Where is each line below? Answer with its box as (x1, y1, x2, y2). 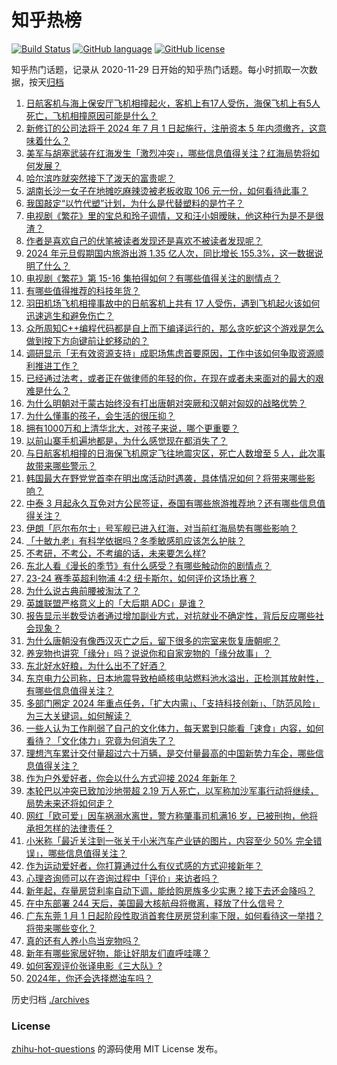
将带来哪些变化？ (25, 922, 97, 934)
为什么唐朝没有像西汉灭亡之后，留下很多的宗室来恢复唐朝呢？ (25, 634, 281, 646)
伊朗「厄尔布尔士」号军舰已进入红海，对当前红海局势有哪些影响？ (25, 522, 298, 534)
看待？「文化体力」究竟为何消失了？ (25, 734, 176, 746)
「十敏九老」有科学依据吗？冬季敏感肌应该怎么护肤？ (25, 534, 246, 546)
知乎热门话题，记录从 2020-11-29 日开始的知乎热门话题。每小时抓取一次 (11, 63, 309, 75)
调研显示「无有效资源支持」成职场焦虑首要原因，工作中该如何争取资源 (25, 347, 316, 359)
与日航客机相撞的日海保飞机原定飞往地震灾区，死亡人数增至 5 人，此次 (25, 447, 317, 459)
